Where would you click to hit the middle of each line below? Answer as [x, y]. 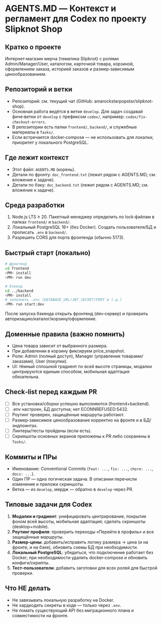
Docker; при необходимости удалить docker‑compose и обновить [80, 557]
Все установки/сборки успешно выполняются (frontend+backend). [81, 404]
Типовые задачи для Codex [49, 505]
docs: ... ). [23, 473]
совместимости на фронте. [40, 615]
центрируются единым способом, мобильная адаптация [71, 371]
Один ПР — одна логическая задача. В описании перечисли [74, 479]
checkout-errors [28, 122]
